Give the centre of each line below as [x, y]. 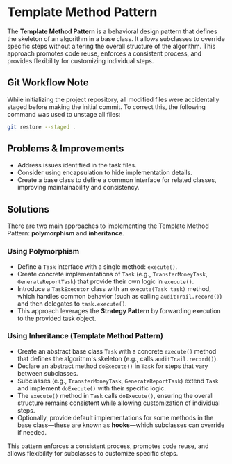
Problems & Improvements [66, 149]
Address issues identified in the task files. [77, 165]
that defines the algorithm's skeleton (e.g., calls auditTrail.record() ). [118, 358]
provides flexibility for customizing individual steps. [81, 60]
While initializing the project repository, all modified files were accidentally [113, 99]
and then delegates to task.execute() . [72, 304]
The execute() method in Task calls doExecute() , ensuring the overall [115, 395]
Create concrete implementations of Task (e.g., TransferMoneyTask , [112, 274]
